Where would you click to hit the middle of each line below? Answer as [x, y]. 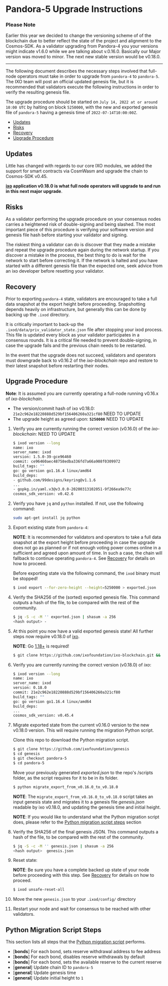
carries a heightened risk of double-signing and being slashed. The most [81, 224]
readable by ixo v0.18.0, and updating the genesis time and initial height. [87, 807]
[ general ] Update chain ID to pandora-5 [53, 968]
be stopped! [25, 579]
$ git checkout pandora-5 [40, 759]
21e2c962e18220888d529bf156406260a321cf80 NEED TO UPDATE [77, 413]
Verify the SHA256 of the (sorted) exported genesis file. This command [86, 597]
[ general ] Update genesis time [44, 973]
